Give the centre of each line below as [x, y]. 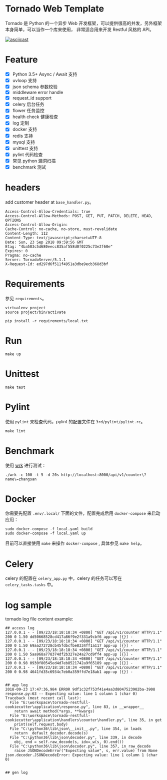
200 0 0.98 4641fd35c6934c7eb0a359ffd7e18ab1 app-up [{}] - [69, 672]
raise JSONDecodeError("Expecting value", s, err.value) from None [86, 751]
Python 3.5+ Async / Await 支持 [45, 74]
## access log [20, 628]
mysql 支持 [23, 142]
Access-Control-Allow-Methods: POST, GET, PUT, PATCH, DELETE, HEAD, [79, 216]
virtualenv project [25, 308]
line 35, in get [145, 720]
